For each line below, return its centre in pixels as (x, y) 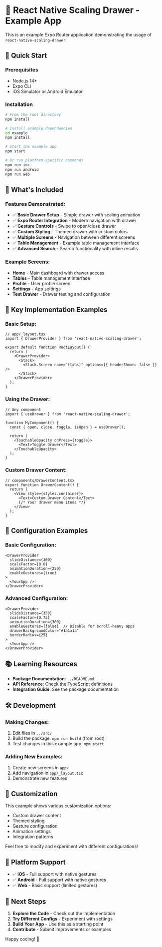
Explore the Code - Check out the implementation (64, 914)
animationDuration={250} (35, 568)
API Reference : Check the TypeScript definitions (63, 684)
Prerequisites (22, 70)
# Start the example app (31, 147)
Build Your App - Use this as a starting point (58, 924)
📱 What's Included (34, 190)
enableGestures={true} (33, 573)
